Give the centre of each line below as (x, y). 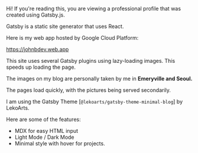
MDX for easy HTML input (46, 131)
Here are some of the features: (43, 119)
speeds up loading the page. (41, 67)
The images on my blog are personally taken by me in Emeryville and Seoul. (99, 79)
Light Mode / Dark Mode (45, 137)
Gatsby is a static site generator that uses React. (65, 26)
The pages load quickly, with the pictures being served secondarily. (89, 90)
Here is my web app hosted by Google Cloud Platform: (72, 38)
